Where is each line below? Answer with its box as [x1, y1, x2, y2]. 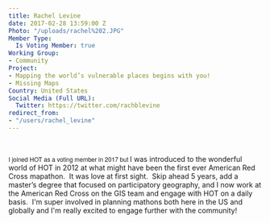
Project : [8, 64, 38, 72]
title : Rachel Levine [8, 11, 81, 20]
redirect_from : [8, 109, 60, 118]
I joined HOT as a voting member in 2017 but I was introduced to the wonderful [8, 154, 243, 163]
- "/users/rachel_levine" [8, 117, 95, 125]
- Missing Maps [8, 79, 60, 87]
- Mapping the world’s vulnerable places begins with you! [8, 72, 211, 80]
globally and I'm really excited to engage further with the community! [8, 205, 238, 215]
